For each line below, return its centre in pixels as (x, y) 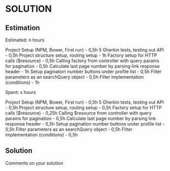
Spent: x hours (21, 92)
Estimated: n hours (25, 40)
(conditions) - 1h (22, 82)
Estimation (23, 28)
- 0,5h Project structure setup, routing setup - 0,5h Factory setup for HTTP (83, 107)
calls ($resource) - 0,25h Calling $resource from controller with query (78, 113)
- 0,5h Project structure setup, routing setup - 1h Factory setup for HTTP (81, 55)
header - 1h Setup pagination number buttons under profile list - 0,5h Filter (83, 71)
